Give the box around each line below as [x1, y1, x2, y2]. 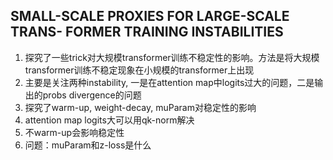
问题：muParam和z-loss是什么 [24, 139, 152, 151]
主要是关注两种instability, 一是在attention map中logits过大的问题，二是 [24, 76, 315, 88]
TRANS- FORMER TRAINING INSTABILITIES [10, 24, 284, 41]
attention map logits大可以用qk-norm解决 [24, 114, 195, 126]
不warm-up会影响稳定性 [24, 126, 125, 138]
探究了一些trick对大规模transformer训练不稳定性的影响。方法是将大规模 [24, 51, 320, 63]
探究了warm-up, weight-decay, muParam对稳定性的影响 [24, 101, 257, 113]
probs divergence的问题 [42, 89, 142, 101]
